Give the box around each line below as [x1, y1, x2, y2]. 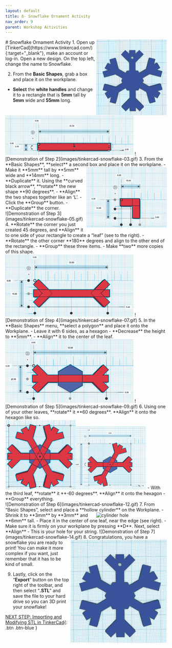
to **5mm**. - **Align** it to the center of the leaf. [5, 333, 114, 340]
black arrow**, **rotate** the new [5, 183, 76, 189]
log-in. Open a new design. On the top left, [5, 55, 95, 62]
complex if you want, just [5, 550, 58, 556]
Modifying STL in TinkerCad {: [5, 619, 68, 625]
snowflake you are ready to [5, 539, 63, 545]
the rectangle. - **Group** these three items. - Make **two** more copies [5, 243, 163, 249]
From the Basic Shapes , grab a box [12, 71, 88, 77]
